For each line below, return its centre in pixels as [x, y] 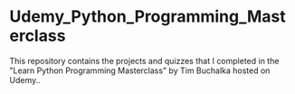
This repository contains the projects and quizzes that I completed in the [144, 61]
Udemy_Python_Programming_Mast [148, 17]
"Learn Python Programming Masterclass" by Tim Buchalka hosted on [140, 70]
